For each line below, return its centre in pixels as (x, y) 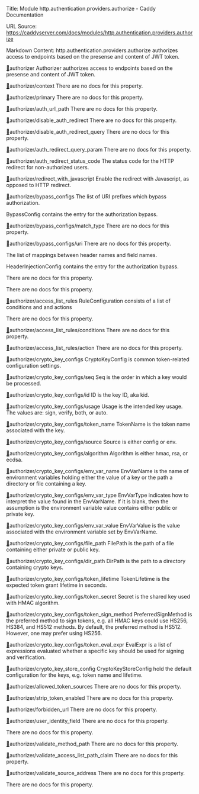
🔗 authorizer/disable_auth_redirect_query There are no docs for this (88, 132)
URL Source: (22, 26)
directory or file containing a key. (46, 484)
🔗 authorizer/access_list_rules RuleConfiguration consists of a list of (88, 301)
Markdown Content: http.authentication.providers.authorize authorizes (92, 50)
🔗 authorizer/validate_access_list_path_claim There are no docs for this (92, 755)
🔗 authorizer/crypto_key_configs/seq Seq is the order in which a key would (97, 377)
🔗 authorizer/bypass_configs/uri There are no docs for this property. (89, 243)
